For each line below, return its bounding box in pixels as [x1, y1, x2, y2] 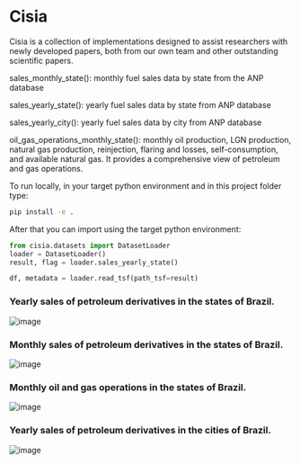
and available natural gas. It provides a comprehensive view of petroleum [9, 153, 280, 164]
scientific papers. [9, 55, 74, 66]
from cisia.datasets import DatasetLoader [9, 241, 171, 250]
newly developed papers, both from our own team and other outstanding [9, 45, 278, 56]
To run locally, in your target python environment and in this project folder [9, 180, 282, 191]
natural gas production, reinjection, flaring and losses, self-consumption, [9, 144, 278, 155]
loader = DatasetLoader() [9, 249, 106, 258]
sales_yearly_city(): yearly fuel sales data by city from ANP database [9, 117, 262, 128]
